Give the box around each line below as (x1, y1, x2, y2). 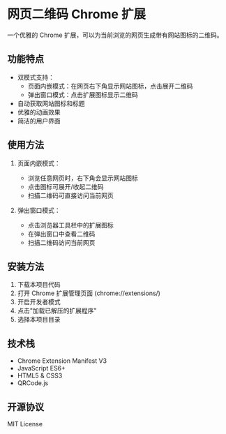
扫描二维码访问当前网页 (27, 238, 96, 246)
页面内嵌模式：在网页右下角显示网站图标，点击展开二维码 (27, 82, 193, 90)
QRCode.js (17, 379, 49, 387)
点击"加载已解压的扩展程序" (17, 306, 97, 315)
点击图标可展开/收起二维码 (27, 182, 104, 190)
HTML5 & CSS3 (17, 371, 63, 380)
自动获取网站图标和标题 (17, 99, 85, 107)
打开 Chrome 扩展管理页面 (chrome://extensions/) (17, 289, 160, 297)
